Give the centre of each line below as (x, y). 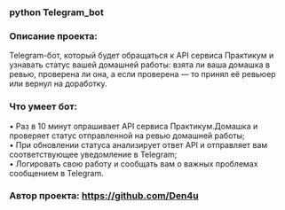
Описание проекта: (53, 35)
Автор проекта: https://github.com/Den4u (104, 196)
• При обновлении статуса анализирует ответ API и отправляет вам (139, 144)
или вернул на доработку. (59, 84)
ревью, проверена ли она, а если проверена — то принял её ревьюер (143, 74)
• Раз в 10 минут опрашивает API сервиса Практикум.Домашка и (134, 126)
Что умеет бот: (44, 106)
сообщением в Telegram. (56, 173)
